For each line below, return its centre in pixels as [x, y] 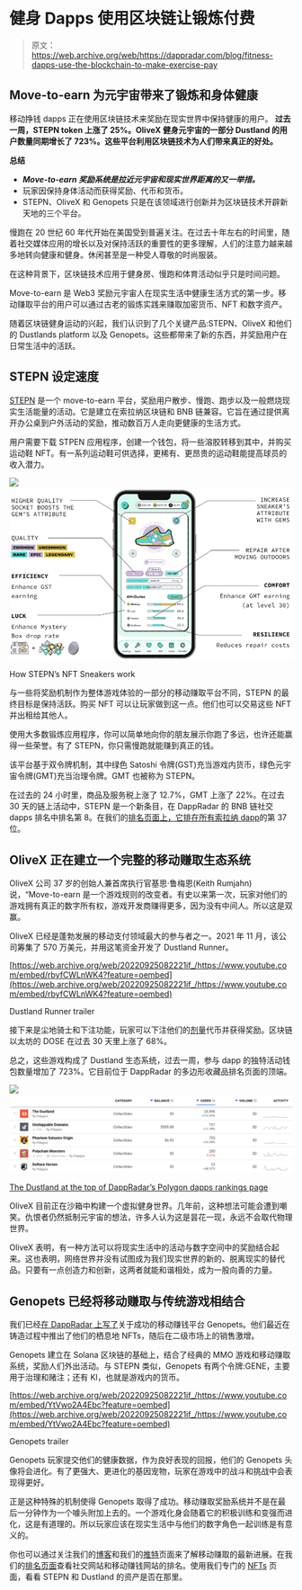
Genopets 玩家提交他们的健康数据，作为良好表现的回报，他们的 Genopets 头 [151, 1460]
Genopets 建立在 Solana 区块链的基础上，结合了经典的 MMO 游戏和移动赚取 [150, 1355]
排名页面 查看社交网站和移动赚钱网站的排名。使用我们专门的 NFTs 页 [151, 1566]
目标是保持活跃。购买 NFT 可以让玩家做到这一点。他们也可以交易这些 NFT [154, 704]
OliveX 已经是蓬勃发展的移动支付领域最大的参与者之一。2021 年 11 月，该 [144, 935]
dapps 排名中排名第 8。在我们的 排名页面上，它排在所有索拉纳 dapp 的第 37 [148, 817]
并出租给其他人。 [41, 715]
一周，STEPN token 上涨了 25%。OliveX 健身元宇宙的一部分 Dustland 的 [145, 130]
